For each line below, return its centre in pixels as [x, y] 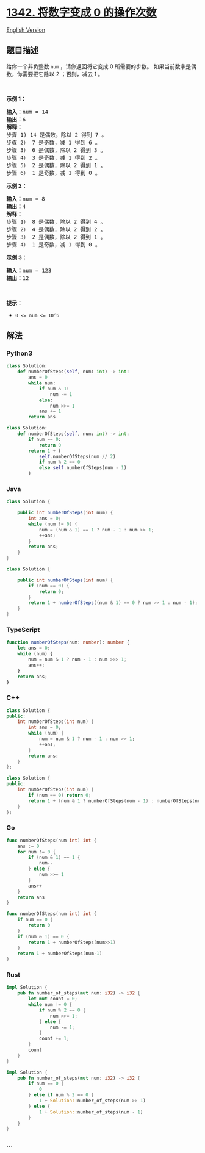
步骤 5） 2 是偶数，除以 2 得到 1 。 [56, 165]
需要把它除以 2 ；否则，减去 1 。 [63, 74]
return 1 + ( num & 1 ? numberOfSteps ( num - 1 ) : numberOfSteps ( [112, 801]
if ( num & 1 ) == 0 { [43, 936]
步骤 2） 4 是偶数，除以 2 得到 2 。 [56, 229]
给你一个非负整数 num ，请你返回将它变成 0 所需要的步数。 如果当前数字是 [99, 66]
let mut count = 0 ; [53, 999]
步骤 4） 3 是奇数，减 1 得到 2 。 [53, 157]
